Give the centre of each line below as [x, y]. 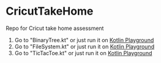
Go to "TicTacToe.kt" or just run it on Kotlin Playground [83, 53]
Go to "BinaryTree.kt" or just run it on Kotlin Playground [84, 40]
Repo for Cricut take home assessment [55, 28]
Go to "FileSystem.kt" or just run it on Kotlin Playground [84, 46]
